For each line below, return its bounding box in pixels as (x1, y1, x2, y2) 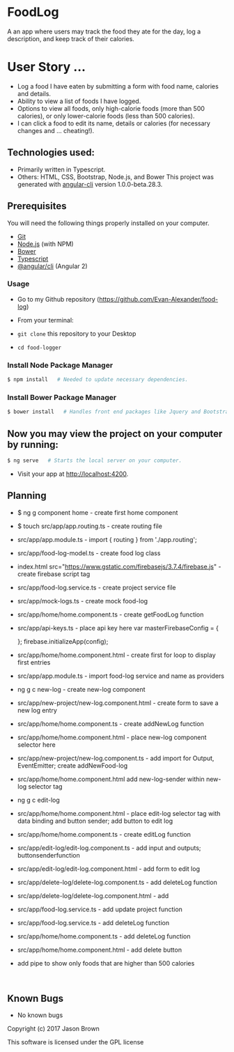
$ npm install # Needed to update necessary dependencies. (7, 376, 189, 383)
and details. (17, 89, 51, 98)
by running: (7, 438, 59, 450)
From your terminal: (17, 316, 75, 324)
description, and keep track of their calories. (7, 34, 134, 42)
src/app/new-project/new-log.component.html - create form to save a (17, 698, 219, 707)
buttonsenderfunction (17, 851, 80, 859)
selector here (17, 740, 56, 749)
